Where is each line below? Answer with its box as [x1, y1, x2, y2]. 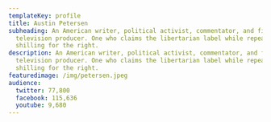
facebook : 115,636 [15, 94, 78, 102]
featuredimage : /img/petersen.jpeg [8, 71, 128, 79]
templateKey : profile [8, 11, 81, 20]
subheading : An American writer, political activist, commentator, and [8, 26, 254, 35]
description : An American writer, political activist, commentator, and [8, 49, 258, 57]
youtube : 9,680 [15, 101, 67, 109]
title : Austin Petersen [8, 19, 89, 27]
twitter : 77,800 [15, 86, 70, 95]
